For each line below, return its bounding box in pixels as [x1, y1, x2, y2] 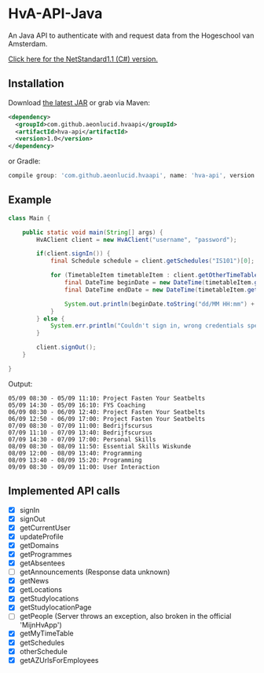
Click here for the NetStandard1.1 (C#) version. [8, 54, 159, 64]
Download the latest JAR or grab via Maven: [8, 97, 151, 107]
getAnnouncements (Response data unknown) [19, 567, 170, 577]
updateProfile [19, 532, 64, 541]
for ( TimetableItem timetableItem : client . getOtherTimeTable [49, 272, 258, 280]
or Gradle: [8, 156, 41, 166]
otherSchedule [19, 646, 68, 656]
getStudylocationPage [19, 602, 92, 613]
